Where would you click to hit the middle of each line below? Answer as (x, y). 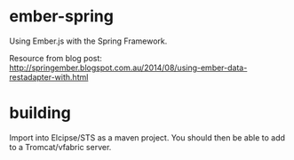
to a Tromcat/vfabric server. (60, 147)
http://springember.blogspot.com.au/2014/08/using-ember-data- (128, 68)
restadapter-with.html (49, 76)
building (40, 113)
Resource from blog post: (56, 58)
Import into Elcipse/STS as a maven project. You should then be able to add (147, 137)
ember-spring (61, 16)
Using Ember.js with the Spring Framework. (88, 41)
